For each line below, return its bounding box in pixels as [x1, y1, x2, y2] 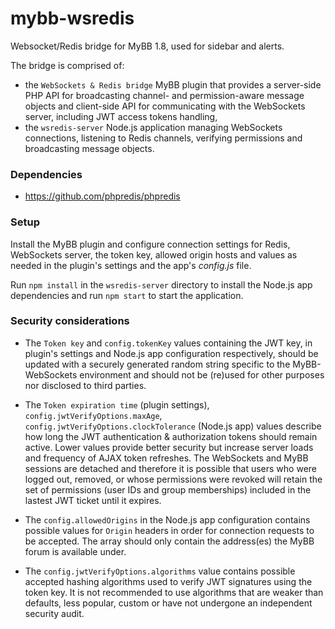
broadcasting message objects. [24, 142, 155, 154]
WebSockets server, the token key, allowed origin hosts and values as [10, 248, 298, 261]
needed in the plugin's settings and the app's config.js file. [10, 259, 252, 271]
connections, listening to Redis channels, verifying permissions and [24, 132, 303, 144]
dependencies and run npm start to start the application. [10, 289, 244, 301]
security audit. [24, 607, 85, 619]
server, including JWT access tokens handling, [24, 110, 218, 122]
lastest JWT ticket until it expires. [24, 494, 162, 506]
